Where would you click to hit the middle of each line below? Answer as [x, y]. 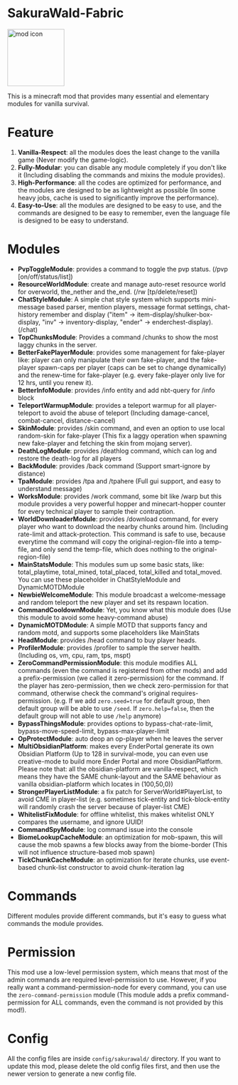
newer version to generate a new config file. [72, 1074]
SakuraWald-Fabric [66, 13]
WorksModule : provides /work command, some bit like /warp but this [120, 496]
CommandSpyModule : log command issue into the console [105, 829]
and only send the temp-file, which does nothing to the [111, 549]
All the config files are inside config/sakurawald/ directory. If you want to [114, 1058]
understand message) [50, 488]
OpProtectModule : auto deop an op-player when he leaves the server [120, 739]
